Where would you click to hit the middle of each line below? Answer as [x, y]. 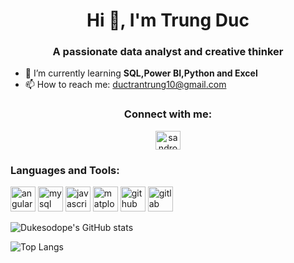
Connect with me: [168, 114]
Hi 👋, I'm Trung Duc [168, 20]
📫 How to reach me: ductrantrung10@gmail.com [125, 85]
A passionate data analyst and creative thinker [168, 52]
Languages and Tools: [65, 170]
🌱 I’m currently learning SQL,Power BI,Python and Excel [141, 73]
